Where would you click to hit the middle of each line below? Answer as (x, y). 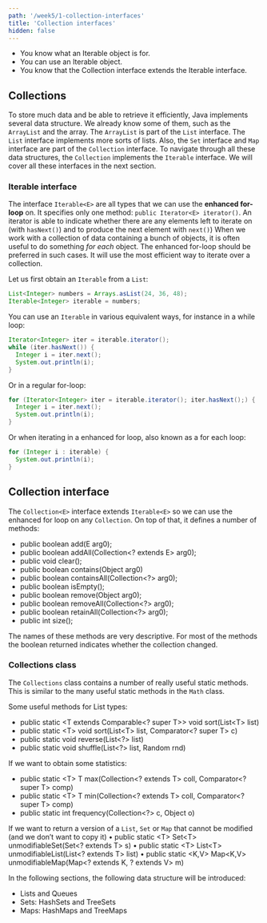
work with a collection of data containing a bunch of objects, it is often (124, 238)
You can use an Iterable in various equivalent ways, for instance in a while (132, 316)
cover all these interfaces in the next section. (82, 166)
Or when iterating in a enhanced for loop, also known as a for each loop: (127, 437)
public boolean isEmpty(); (62, 586)
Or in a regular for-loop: (47, 385)
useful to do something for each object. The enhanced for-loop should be (130, 247)
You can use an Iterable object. (71, 62)
